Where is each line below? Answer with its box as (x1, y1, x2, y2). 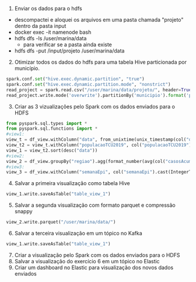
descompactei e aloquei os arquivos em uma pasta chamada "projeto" (14, 16, 184, 23)
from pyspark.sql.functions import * (6, 126, 98, 132)
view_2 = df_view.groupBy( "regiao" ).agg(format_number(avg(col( (6, 158, 166, 164)
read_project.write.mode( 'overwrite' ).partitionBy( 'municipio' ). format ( (6, 92, 187, 98)
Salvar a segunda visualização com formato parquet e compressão (14, 201, 176, 209)
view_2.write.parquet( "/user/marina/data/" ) (6, 219, 116, 225)
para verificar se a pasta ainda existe (23, 41, 113, 48)
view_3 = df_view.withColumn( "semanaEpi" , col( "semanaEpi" (6, 169, 153, 175)
